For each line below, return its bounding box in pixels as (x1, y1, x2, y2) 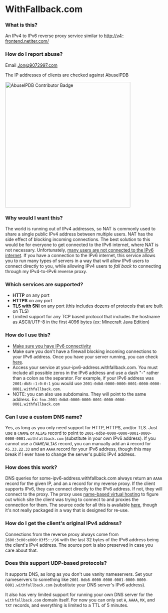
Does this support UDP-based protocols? (5, 560, 107, 567)
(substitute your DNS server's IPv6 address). (53, 581, 146, 588)
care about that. (5, 547, 38, 553)
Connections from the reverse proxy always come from (5, 531, 119, 537)
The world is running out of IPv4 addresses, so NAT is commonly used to (5, 226, 156, 232)
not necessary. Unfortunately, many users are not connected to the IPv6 (5, 247, 154, 253)
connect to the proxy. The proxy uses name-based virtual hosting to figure (5, 491, 159, 498)
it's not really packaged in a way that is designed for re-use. (5, 507, 129, 513)
